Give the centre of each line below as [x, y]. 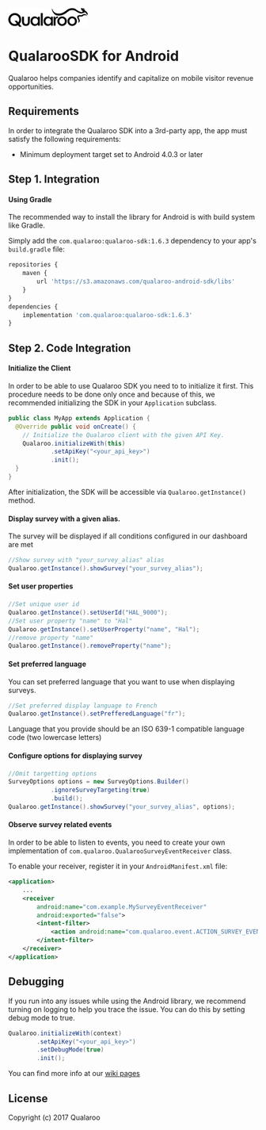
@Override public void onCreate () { [76, 427]
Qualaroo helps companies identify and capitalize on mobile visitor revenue [131, 78]
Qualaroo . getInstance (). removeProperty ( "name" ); [90, 646]
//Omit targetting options [53, 773]
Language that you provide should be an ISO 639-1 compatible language [127, 729]
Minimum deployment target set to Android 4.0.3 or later [111, 154]
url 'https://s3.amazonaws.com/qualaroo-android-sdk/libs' [136, 282]
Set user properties [41, 586]
